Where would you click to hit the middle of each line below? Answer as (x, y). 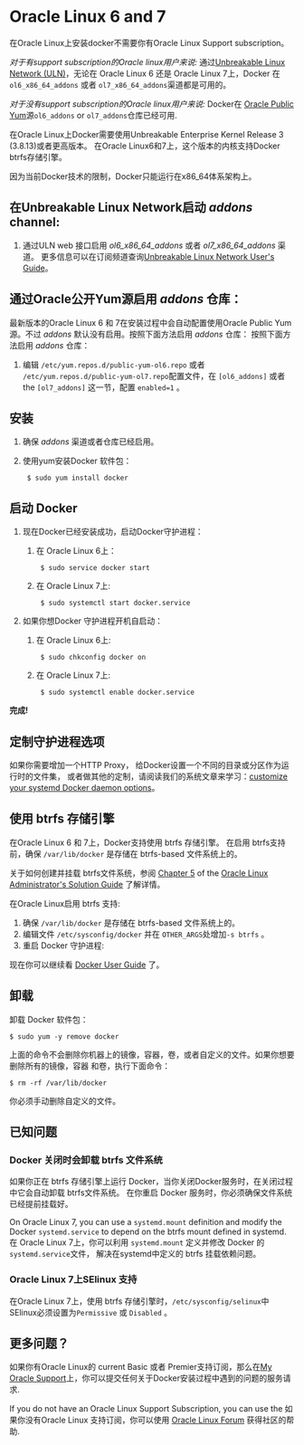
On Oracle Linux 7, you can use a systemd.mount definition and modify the (146, 1222)
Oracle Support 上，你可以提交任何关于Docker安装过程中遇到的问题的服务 (146, 1378)
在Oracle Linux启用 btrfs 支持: (65, 903)
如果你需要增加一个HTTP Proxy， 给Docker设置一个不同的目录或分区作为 (146, 765)
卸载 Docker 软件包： (49, 1019)
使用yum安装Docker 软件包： (77, 461)
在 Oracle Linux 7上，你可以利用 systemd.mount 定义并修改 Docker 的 (137, 1242)
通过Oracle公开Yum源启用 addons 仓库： (126, 299)
